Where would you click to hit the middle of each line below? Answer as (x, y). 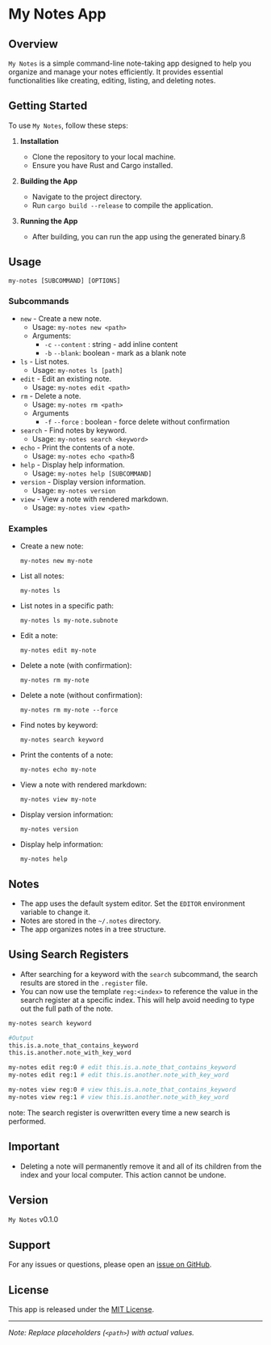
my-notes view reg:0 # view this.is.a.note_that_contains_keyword (122, 1090)
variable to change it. (55, 912)
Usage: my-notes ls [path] (77, 370)
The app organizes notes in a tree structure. (93, 929)
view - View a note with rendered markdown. (94, 499)
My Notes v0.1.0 (33, 1220)
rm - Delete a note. (50, 395)
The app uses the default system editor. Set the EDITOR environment (132, 903)
